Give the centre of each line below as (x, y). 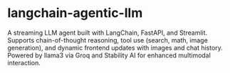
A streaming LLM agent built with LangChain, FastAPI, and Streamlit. (108, 33)
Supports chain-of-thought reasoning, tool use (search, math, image (108, 40)
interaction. (24, 62)
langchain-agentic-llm (75, 13)
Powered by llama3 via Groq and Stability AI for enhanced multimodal (109, 55)
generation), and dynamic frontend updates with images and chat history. (115, 47)
